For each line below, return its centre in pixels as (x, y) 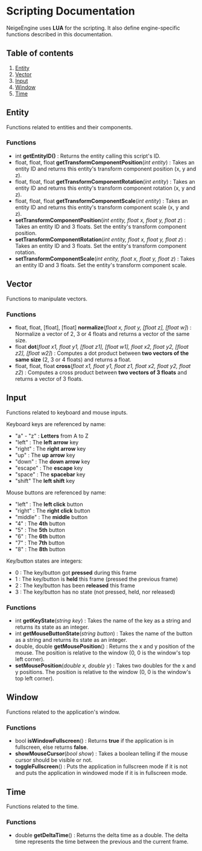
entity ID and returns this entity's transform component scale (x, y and (102, 207)
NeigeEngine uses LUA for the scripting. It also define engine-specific (93, 28)
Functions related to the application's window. (63, 712)
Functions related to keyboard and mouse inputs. (67, 412)
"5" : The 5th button (40, 529)
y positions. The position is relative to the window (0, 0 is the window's (103, 672)
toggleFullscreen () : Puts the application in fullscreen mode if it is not (101, 766)
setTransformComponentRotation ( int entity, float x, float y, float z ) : (100, 239)
